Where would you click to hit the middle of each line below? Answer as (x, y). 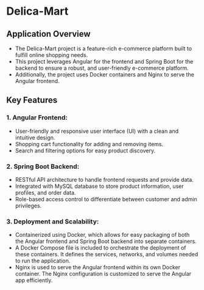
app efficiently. (34, 280)
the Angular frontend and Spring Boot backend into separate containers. (106, 241)
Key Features (32, 100)
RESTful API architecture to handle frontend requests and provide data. (104, 179)
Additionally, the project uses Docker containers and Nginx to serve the (105, 74)
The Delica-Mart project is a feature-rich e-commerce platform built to (104, 48)
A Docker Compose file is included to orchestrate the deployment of (101, 248)
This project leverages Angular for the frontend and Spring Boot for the (104, 61)
